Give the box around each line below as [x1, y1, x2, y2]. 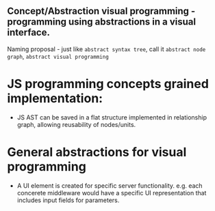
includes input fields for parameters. [16, 196, 120, 204]
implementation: [7, 91, 103, 106]
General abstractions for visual [7, 144, 187, 160]
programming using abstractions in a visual [7, 16, 197, 28]
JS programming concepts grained [7, 76, 209, 92]
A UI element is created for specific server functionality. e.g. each [16, 181, 203, 190]
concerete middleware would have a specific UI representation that [16, 188, 207, 197]
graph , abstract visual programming [7, 52, 110, 60]
